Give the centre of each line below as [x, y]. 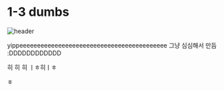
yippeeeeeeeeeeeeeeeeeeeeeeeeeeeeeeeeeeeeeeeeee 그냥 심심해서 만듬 [112, 45]
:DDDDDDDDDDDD [34, 53]
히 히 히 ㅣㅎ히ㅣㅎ [32, 67]
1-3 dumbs [38, 12]
